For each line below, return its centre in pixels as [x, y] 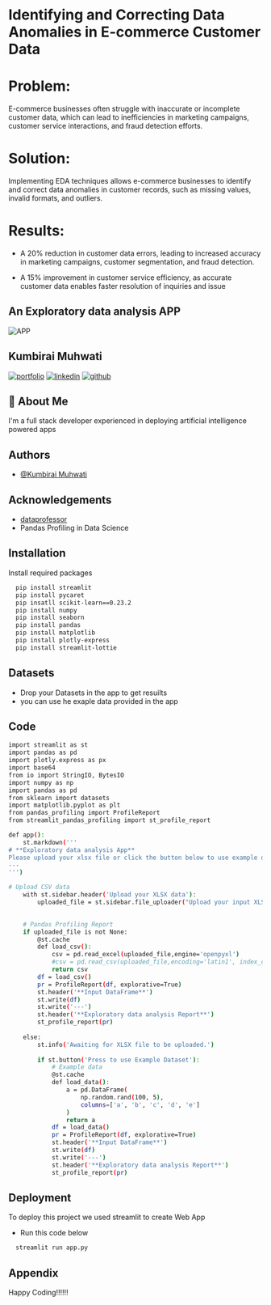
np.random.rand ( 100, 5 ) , [122, 1097]
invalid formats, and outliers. [56, 198]
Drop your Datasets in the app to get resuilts [94, 693]
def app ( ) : [27, 835]
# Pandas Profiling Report [68, 924]
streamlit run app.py [52, 1248]
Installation [37, 553]
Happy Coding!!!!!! [38, 1292]
